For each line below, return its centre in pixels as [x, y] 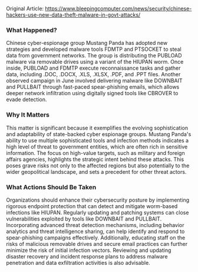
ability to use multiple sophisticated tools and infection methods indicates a [98, 140]
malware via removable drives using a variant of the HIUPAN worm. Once [95, 62]
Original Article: [25, 9]
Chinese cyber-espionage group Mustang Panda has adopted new [87, 43]
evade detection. [27, 99]
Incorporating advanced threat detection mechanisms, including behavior [95, 225]
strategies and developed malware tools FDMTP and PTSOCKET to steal [94, 49]
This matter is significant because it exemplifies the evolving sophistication [97, 128]
